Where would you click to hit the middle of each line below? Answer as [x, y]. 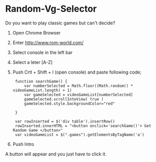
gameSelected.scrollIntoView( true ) [64, 99]
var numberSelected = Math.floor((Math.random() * [79, 86]
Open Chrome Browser [36, 33]
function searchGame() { [41, 81]
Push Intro [23, 144]
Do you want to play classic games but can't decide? [60, 23]
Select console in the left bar [43, 52]
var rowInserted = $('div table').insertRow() [65, 121]
